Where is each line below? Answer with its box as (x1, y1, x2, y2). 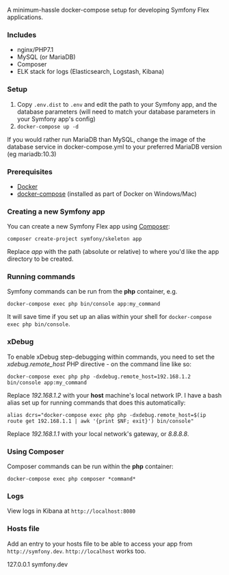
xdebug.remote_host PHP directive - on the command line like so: (7, 359, 191, 368)
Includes (7, 30, 37, 40)
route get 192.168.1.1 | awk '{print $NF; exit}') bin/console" (7, 418, 194, 424)
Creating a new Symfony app (7, 207, 105, 216)
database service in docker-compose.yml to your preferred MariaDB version (7, 142, 222, 151)
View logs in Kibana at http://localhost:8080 (7, 507, 136, 515)
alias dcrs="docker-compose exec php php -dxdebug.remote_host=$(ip (7, 411, 206, 418)
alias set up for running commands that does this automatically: (7, 398, 186, 407)
